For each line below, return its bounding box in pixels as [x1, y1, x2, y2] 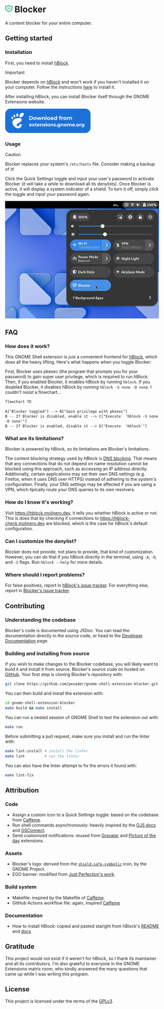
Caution [5, 151, 21, 157]
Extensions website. [5, 99, 45, 104]
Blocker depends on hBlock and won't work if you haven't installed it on [5, 79, 149, 84]
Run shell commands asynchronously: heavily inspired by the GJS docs [12, 822, 156, 828]
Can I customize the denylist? [5, 537, 77, 544]
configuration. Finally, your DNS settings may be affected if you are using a [5, 481, 156, 487]
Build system [5, 884, 37, 890]
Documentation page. [5, 638, 49, 643]
